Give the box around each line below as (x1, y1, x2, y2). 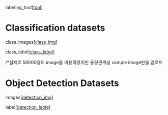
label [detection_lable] (5, 104, 51, 110)
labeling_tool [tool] (5, 5, 43, 10)
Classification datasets (5, 22, 105, 34)
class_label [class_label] (5, 48, 55, 55)
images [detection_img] (5, 94, 53, 100)
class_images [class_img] (5, 39, 58, 45)
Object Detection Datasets (5, 77, 120, 89)
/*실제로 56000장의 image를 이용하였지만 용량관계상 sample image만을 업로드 (5, 59, 163, 65)
